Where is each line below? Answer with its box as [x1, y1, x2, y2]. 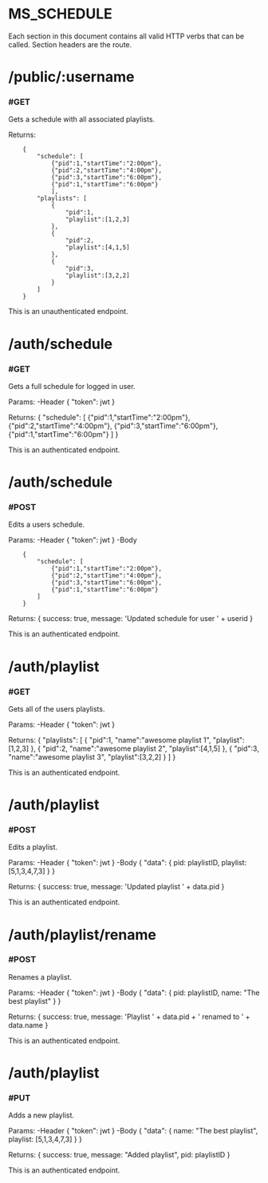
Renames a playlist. [8, 972, 72, 981]
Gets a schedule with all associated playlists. [8, 114, 156, 124]
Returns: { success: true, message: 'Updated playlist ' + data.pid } [8, 882, 225, 892]
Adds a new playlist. [8, 1110, 74, 1121]
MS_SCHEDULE [8, 5, 113, 23]
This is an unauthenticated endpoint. [8, 307, 129, 316]
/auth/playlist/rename [8, 925, 157, 944]
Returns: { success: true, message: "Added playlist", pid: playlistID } [8, 1150, 231, 1160]
